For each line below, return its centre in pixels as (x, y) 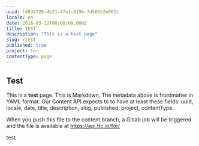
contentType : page (29, 56)
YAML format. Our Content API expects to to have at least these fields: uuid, (100, 102)
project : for (22, 51)
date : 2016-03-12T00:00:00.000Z (46, 23)
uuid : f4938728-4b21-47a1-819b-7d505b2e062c (63, 12)
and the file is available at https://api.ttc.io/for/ (63, 126)
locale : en (20, 17)
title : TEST (21, 29)
